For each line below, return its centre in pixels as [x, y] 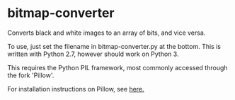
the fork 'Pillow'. [31, 75]
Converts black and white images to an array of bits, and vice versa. [107, 33]
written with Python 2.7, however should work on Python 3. [93, 54]
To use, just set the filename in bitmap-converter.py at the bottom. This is [114, 46]
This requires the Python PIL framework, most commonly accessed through [117, 67]
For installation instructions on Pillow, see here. [76, 89]
